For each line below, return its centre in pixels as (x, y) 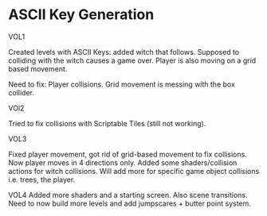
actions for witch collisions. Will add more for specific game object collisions (134, 171)
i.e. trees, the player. (42, 179)
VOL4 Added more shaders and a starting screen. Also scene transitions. (128, 195)
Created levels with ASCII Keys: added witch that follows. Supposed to (124, 52)
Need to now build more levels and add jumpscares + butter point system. (130, 203)
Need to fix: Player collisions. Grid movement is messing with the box (122, 84)
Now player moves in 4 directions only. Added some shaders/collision (123, 162)
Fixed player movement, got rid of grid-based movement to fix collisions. (128, 154)
